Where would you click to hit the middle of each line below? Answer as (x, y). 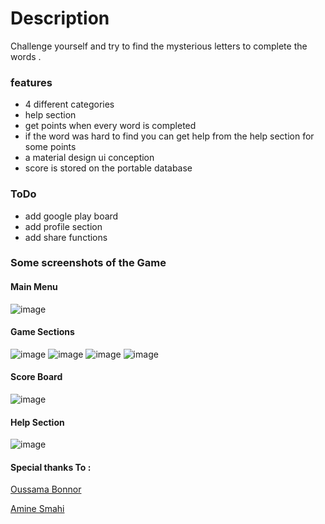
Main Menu (34, 287)
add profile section (63, 226)
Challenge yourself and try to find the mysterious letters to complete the (159, 46)
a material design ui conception (89, 158)
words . (26, 56)
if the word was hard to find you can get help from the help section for (169, 136)
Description (60, 18)
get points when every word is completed (110, 126)
